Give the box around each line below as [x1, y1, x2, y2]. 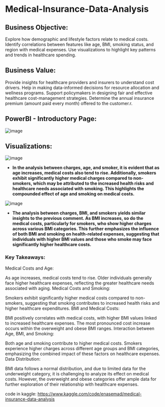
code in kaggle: [5, 391, 37, 397]
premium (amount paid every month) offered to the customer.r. [5, 100, 133, 106]
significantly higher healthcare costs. [12, 242, 91, 247]
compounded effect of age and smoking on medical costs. [12, 191, 135, 197]
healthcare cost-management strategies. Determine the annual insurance [5, 95, 155, 101]
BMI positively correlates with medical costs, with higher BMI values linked [5, 315, 157, 321]
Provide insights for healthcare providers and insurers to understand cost [5, 79, 154, 85]
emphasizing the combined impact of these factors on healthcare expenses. [5, 351, 161, 357]
